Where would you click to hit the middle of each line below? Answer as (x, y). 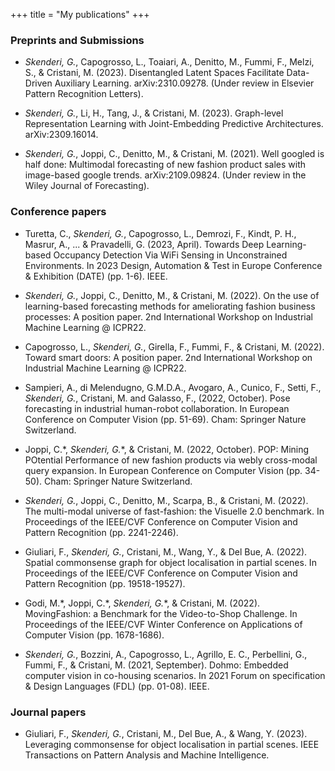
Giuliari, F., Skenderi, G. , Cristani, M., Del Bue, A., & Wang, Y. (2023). (166, 733)
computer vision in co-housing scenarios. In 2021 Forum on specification (175, 675)
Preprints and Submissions (77, 40)
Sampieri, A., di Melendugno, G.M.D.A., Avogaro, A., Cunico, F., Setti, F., (173, 387)
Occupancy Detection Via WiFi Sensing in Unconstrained (170, 255)
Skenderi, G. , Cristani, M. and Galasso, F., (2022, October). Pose (157, 398)
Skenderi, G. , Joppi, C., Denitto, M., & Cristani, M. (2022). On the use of (172, 295)
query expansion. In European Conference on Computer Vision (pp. (163, 470)
